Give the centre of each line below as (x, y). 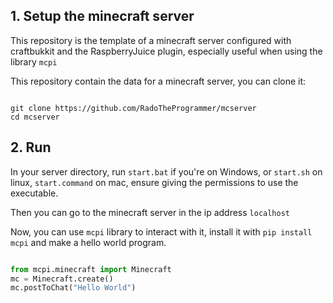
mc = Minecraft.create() (62, 279)
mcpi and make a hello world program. (88, 242)
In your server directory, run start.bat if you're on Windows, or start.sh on (166, 171)
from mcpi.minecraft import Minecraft (91, 269)
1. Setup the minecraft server (102, 16)
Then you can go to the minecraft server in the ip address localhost (150, 212)
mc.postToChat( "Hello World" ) (73, 288)
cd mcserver (35, 117)
